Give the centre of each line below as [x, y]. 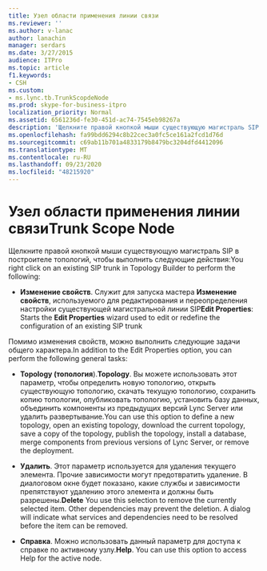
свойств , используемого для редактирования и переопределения [133, 300]
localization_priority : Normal [60, 113]
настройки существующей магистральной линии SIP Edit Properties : [137, 308]
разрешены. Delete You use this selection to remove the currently [128, 500]
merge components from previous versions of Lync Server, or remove [134, 442]
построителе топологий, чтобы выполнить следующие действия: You [126, 259]
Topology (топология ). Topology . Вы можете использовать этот [128, 374]
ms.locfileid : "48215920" [51, 172]
